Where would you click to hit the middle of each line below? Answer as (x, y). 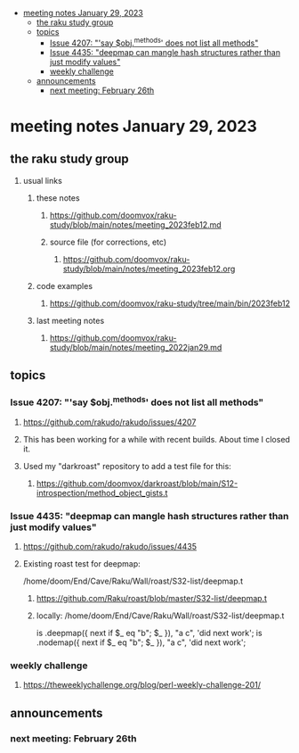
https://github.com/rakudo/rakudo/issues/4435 (110, 547)
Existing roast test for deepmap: (81, 564)
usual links (43, 180)
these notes (58, 198)
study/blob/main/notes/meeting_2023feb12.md (135, 224)
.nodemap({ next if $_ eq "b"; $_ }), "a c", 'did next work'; (141, 642)
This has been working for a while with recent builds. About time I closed (156, 439)
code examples (64, 285)
